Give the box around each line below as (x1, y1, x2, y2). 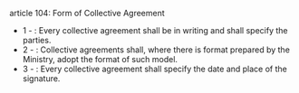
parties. (22, 35, 52, 45)
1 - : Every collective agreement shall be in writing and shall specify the (22, 25, 288, 35)
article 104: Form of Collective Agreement (9, 8, 165, 18)
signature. (22, 73, 61, 84)
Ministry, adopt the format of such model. (22, 54, 178, 64)
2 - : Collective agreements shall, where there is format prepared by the (22, 44, 290, 55)
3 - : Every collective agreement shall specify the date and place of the (22, 63, 288, 74)
